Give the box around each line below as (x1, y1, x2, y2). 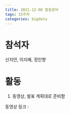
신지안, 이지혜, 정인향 (5, 57, 46, 62)
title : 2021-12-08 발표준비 (5, 7, 59, 12)
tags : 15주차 (5, 12, 30, 17)
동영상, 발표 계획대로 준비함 (12, 93, 66, 99)
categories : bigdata (5, 16, 48, 21)
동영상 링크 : (5, 104, 29, 110)
